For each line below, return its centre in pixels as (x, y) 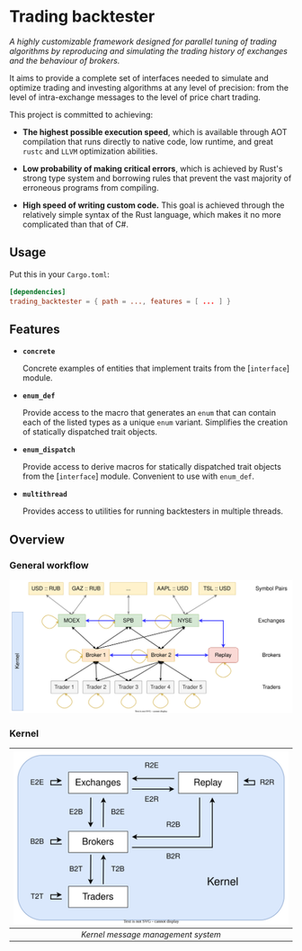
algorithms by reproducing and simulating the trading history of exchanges (148, 50)
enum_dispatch (49, 450)
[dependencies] (38, 292)
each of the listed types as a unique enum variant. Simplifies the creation (155, 422)
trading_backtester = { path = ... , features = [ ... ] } (120, 301)
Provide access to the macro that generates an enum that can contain (149, 413)
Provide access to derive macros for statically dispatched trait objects (151, 467)
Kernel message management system (151, 934)
